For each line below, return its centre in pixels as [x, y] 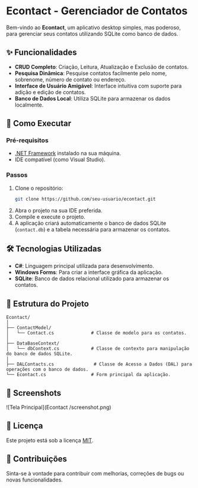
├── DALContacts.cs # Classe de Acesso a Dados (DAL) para [99, 364]
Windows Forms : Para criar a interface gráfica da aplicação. [89, 273]
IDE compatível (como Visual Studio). [60, 159]
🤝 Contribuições [36, 459]
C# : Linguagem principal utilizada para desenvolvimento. [84, 266]
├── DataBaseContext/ [33, 343]
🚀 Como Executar [39, 123]
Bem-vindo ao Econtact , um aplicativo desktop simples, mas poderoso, [94, 27]
